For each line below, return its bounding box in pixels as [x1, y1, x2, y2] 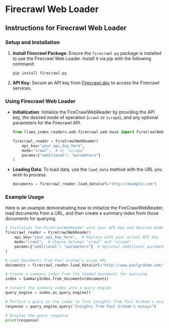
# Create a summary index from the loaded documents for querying [5, 272, 147, 277]
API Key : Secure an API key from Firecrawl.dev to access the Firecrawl [12, 80, 159, 86]
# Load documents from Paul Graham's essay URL [5, 258, 107, 263]
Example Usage [5, 193, 44, 201]
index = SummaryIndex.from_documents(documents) [5, 276, 109, 282]
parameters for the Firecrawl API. [12, 120, 81, 126]
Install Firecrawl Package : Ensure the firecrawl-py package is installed [12, 50, 162, 56]
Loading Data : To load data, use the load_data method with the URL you [12, 166, 162, 172]
